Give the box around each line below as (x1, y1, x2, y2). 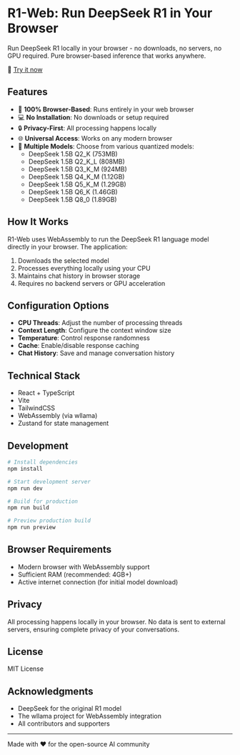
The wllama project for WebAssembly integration (17, 712, 162, 721)
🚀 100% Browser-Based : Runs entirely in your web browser (17, 105, 194, 114)
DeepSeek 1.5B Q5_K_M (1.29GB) (28, 180, 126, 189)
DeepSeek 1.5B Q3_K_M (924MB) (28, 164, 127, 173)
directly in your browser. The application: (7, 242, 129, 251)
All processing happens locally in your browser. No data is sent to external (7, 617, 226, 626)
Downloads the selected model (17, 256, 109, 265)
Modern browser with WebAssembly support (17, 562, 150, 571)
